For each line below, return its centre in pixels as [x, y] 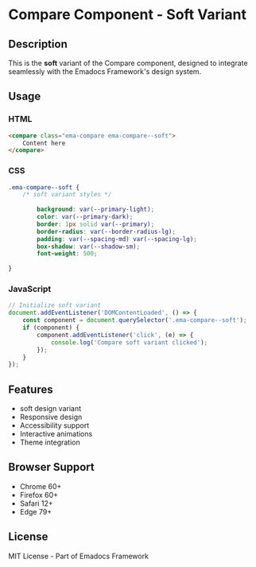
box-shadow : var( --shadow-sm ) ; [89, 247]
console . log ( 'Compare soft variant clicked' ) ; [129, 342]
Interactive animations [56, 434]
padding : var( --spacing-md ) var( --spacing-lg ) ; [117, 239]
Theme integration [50, 442]
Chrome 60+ [41, 486]
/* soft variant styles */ [67, 195]
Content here [44, 143]
